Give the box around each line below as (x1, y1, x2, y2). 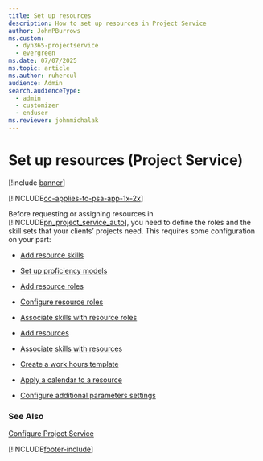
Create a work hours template (19, 359, 119, 368)
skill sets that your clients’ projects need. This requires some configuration (8, 226, 256, 236)
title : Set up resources (8, 11, 92, 20)
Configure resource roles (19, 297, 104, 307)
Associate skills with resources (19, 344, 123, 353)
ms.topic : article (8, 64, 70, 72)
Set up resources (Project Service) (8, 151, 244, 170)
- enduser (15, 109, 48, 117)
